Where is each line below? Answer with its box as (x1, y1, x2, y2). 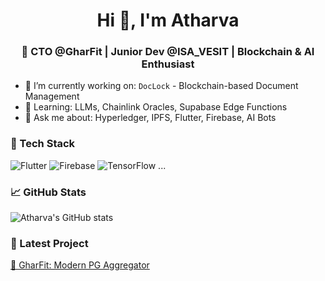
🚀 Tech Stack (10, 137, 76, 151)
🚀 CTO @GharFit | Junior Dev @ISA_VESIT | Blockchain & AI (21, 45, 315, 59)
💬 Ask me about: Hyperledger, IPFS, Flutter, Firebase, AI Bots (24, 112, 277, 124)
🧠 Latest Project (10, 237, 89, 250)
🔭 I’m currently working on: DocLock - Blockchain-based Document (24, 80, 299, 92)
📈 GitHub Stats (10, 185, 87, 199)
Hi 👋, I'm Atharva (96, 9, 240, 32)
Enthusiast (141, 57, 195, 71)
